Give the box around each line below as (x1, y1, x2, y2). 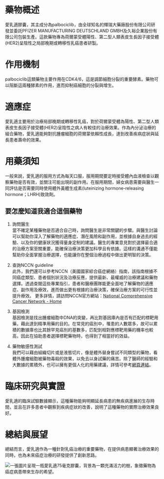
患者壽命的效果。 (9, 137, 44, 143)
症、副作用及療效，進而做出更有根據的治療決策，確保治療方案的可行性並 (12, 286, 158, 292)
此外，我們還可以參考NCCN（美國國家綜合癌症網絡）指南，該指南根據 (12, 268, 154, 274)
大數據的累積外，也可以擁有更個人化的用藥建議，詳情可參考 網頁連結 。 (12, 361, 154, 368)
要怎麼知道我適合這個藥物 (5, 207, 82, 216)
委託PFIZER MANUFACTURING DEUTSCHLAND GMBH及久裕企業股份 (13, 27, 153, 33)
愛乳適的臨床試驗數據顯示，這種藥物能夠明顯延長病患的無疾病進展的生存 (5, 398, 150, 403)
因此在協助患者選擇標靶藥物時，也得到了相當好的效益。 (20, 333, 132, 339)
